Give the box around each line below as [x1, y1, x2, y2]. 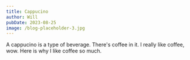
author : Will [6, 14, 38, 20]
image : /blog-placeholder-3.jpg [6, 25, 85, 31]
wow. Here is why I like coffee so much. [6, 48, 102, 55]
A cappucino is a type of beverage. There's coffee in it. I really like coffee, [6, 41, 185, 48]
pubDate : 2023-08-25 [6, 19, 57, 25]
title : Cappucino [6, 8, 49, 15]
